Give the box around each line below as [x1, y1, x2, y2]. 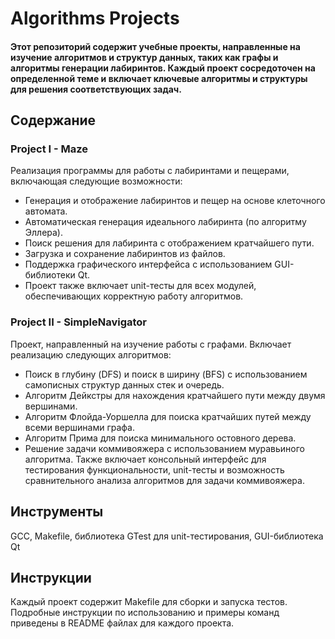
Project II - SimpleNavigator [10, 315, 148, 329]
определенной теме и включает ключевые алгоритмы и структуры [10, 72, 308, 84]
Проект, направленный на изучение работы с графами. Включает [10, 338, 292, 350]
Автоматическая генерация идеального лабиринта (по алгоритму [24, 216, 307, 228]
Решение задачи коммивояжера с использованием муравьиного [24, 442, 306, 454]
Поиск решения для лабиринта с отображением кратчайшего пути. [24, 237, 315, 249]
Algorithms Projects [10, 7, 180, 30]
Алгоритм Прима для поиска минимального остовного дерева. [24, 432, 297, 444]
